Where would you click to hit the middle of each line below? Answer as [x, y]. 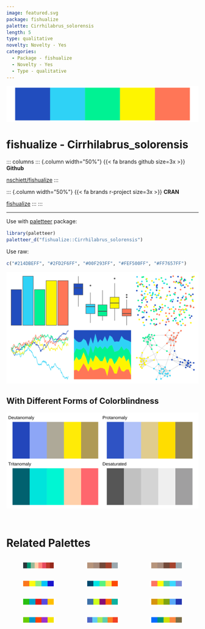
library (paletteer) [31, 233]
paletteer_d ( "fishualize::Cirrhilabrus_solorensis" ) [75, 240]
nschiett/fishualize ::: [33, 180]
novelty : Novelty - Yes [37, 45]
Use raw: [18, 251]
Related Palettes [49, 543]
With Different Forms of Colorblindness [83, 401]
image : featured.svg [33, 13]
